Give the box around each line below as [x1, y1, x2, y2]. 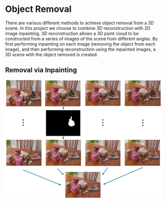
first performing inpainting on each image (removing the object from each [5, 41, 156, 47]
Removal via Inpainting [5, 66, 77, 74]
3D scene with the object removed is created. [5, 51, 98, 58]
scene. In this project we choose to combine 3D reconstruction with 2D [5, 25, 151, 31]
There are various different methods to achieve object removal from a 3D [5, 20, 155, 26]
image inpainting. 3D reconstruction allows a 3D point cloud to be [5, 30, 139, 36]
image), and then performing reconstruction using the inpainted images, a [5, 46, 156, 52]
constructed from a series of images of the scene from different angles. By [5, 36, 158, 42]
